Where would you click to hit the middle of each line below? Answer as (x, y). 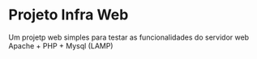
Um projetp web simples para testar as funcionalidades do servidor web (129, 37)
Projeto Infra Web (69, 15)
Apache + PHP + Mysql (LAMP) (61, 45)
